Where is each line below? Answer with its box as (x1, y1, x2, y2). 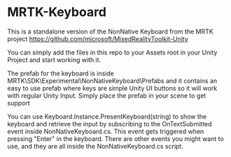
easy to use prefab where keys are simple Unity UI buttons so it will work (7, 84, 218, 92)
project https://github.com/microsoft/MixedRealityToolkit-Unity (7, 34, 189, 43)
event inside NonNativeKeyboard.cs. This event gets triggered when (7, 127, 204, 135)
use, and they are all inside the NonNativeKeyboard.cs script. (7, 142, 183, 150)
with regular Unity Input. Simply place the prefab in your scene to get (7, 91, 206, 100)
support (7, 98, 30, 107)
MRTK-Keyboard (7, 4, 107, 20)
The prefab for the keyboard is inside (7, 69, 114, 77)
